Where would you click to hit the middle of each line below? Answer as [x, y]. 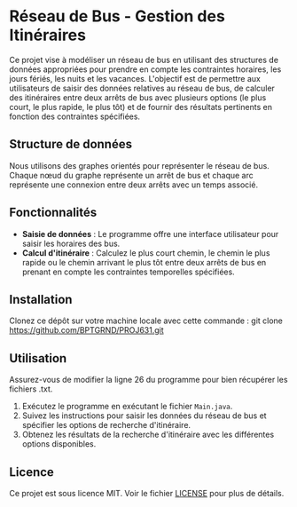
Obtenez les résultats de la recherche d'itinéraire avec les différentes [148, 435]
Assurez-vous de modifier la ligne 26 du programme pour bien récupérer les [148, 380]
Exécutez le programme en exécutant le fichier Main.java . [127, 407]
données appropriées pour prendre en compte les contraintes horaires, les [145, 69]
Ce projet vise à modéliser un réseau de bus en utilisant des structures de [144, 59]
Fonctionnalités [53, 213]
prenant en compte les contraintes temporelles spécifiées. [128, 272]
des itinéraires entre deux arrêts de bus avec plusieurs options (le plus [138, 97]
